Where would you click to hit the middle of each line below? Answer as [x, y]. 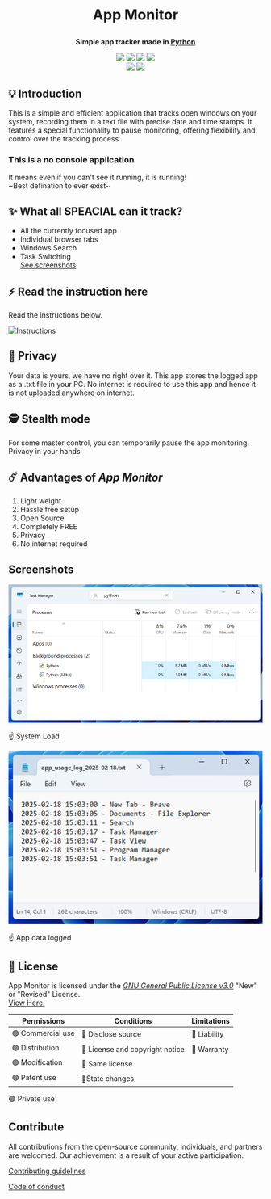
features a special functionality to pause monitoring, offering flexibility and [132, 130]
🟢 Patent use [34, 1077]
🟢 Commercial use [43, 1033]
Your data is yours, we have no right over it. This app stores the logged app [133, 375]
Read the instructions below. [56, 315]
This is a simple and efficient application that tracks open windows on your [133, 113]
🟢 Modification [37, 1062]
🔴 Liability [208, 1034]
